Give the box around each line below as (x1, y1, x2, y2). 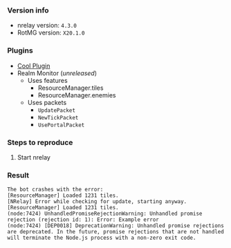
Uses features (27, 76, 68, 84)
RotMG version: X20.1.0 (17, 28, 85, 37)
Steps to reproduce (7, 137, 73, 147)
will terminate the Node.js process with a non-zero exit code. (7, 234, 196, 242)
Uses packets (27, 98, 67, 106)
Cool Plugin (17, 61, 50, 70)
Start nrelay (17, 153, 50, 161)
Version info (7, 6, 50, 15)
